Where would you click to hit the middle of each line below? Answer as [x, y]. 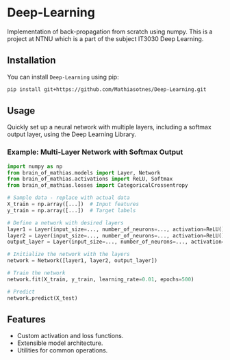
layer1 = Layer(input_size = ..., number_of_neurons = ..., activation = [107, 229]
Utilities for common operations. [62, 350]
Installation [31, 61]
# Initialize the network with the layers [68, 255]
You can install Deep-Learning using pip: [63, 77]
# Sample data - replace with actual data [68, 198]
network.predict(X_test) [42, 298]
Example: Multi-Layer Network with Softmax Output [95, 152]
